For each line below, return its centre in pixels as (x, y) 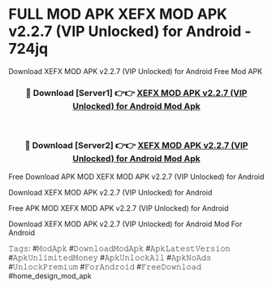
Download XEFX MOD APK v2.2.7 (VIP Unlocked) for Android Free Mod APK (135, 71)
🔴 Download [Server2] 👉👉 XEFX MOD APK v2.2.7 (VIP (136, 146)
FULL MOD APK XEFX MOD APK (118, 14)
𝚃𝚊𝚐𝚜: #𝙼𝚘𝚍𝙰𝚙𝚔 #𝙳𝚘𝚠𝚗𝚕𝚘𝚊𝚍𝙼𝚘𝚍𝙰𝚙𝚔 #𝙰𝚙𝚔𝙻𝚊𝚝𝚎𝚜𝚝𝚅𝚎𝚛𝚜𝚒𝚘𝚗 (120, 248)
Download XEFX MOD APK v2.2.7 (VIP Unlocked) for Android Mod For (125, 224)
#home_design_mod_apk (50, 276)
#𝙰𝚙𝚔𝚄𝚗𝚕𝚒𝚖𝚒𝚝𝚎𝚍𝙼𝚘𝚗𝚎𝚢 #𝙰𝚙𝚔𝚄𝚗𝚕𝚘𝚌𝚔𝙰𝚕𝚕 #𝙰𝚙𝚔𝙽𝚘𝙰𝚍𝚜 (110, 257)
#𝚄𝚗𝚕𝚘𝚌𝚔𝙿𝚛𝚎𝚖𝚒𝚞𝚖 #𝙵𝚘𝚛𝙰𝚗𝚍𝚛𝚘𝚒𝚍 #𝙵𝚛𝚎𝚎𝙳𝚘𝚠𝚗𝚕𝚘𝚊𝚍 (105, 266)
